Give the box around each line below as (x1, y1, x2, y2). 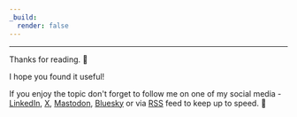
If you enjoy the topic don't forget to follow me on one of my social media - (9, 88, 282, 98)
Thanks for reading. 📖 (9, 54, 88, 65)
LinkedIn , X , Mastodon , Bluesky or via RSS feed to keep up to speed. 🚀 (9, 97, 267, 108)
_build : (9, 12, 38, 22)
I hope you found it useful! (9, 71, 105, 82)
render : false (17, 21, 69, 30)
